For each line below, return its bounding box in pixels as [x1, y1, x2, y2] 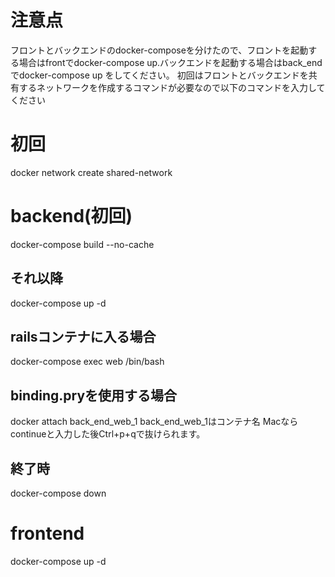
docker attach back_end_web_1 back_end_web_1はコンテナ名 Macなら [10, 416, 299, 428]
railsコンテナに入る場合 [10, 329, 157, 346]
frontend [10, 522, 85, 545]
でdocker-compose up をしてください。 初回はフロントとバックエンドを [10, 69, 309, 81]
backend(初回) [10, 205, 133, 228]
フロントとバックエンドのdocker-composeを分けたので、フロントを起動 [10, 44, 309, 56]
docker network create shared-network [10, 166, 173, 178]
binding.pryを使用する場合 [10, 387, 178, 404]
